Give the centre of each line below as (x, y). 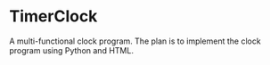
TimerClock (53, 16)
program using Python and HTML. (71, 50)
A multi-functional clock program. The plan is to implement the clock (135, 41)
